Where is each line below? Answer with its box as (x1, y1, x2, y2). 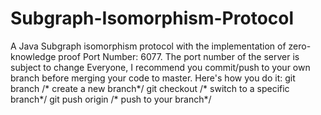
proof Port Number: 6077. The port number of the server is (58, 50, 300, 62)
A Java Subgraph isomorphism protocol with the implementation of (10, 40, 287, 52)
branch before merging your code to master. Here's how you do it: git (10, 72, 296, 84)
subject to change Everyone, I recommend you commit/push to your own (10, 61, 311, 73)
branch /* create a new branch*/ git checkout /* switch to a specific (10, 82, 290, 94)
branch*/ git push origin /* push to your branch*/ (10, 93, 212, 105)
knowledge (10, 50, 57, 62)
